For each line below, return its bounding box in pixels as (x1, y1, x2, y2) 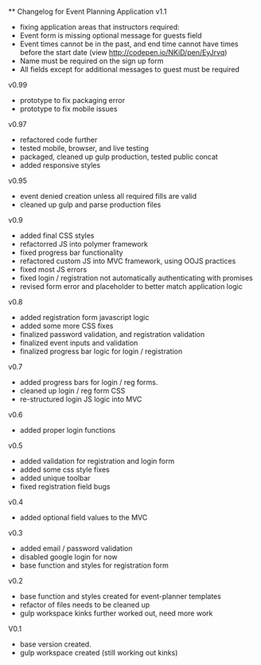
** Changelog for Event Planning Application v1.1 (8, 7, 167, 16)
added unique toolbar (19, 473, 91, 482)
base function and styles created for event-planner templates (19, 592, 221, 601)
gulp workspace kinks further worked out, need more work (19, 608, 213, 618)
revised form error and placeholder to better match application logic (19, 282, 243, 291)
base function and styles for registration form (19, 560, 169, 570)
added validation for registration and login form (19, 457, 175, 465)
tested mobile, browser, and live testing (19, 144, 150, 152)
